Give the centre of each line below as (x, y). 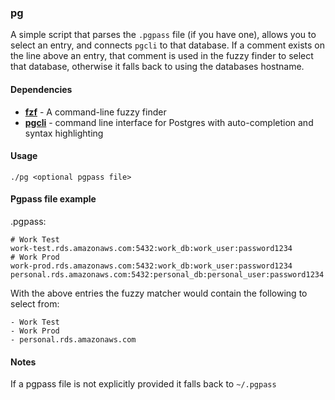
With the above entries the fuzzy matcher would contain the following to (159, 293)
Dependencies (41, 89)
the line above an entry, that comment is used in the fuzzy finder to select (162, 56)
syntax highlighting (64, 133)
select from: (35, 303)
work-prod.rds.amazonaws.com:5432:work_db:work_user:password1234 (151, 266)
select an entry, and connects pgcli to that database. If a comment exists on (167, 45)
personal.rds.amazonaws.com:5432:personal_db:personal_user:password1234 (167, 274)
